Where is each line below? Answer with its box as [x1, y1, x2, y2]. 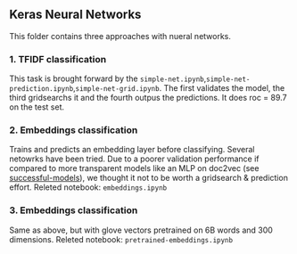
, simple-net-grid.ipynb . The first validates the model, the [72, 83, 285, 94]
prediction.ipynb [9, 85, 74, 94]
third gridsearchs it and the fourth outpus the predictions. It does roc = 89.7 [9, 93, 287, 103]
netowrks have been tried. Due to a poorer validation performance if [9, 153, 260, 164]
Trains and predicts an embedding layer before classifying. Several [9, 144, 255, 155]
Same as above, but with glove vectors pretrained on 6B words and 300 [9, 225, 274, 235]
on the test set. [9, 102, 65, 112]
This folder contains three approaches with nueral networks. [9, 30, 232, 41]
